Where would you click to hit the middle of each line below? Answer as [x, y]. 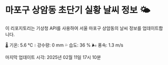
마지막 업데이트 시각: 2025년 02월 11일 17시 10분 [53, 57]
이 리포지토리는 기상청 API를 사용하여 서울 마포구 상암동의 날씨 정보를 [73, 28]
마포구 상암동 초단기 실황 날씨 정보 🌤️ [78, 10]
